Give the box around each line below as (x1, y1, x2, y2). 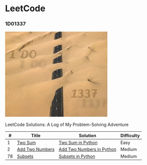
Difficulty (120, 132, 140, 138)
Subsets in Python (58, 153, 95, 159)
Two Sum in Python (58, 140, 98, 145)
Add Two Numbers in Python (58, 146, 117, 152)
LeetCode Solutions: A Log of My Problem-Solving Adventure (5, 122, 129, 127)
